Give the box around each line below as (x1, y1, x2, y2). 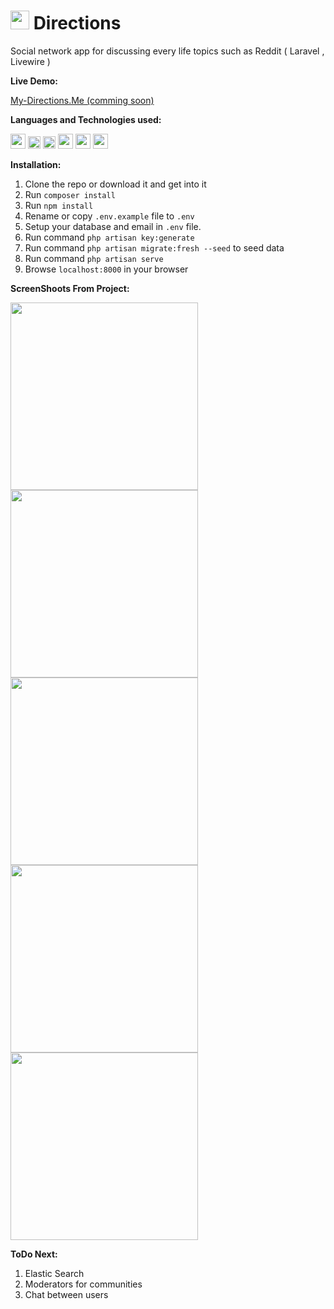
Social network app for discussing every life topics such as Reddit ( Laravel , (10, 45, 325, 57)
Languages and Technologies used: (10, 113, 162, 125)
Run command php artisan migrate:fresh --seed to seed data (24, 241, 285, 254)
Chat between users (24, 1288, 109, 1300)
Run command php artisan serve (24, 252, 164, 264)
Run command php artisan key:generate (24, 231, 195, 243)
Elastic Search (24, 1267, 85, 1279)
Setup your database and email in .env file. (24, 220, 202, 232)
